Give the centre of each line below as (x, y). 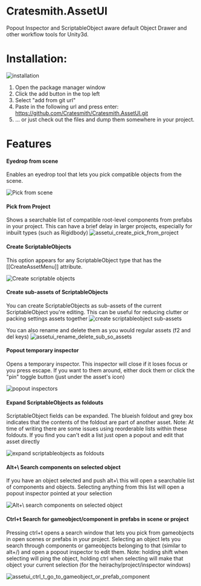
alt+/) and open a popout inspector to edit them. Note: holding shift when (97, 551)
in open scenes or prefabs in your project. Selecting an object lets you (94, 539)
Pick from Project (28, 206)
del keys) (18, 337)
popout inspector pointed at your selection (59, 493)
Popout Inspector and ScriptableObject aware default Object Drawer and (97, 28)
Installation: (37, 59)
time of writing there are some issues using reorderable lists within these (97, 429)
